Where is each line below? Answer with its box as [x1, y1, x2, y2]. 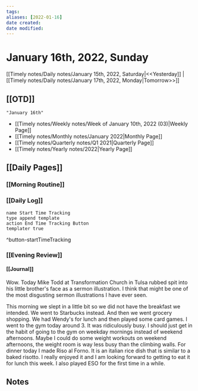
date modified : [6, 25, 44, 31]
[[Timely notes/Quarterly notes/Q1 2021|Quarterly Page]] [14, 139, 155, 146]
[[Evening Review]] [6, 251, 62, 259]
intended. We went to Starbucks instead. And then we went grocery [6, 309, 172, 316]
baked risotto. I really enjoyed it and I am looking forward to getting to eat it [6, 353, 190, 360]
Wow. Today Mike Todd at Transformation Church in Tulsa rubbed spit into [6, 279, 188, 286]
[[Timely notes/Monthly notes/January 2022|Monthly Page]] [14, 133, 162, 140]
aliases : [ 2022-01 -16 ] [6, 14, 62, 20]
